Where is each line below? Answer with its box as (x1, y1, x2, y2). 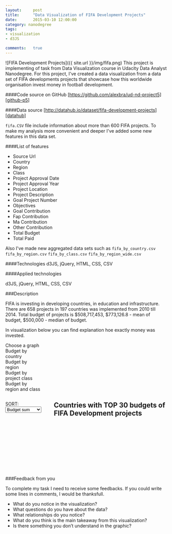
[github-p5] (5, 97, 30, 103)
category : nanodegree (5, 22, 52, 27)
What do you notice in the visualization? (12, 501, 98, 507)
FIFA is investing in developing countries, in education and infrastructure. (5, 300, 160, 307)
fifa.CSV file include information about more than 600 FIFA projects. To (5, 122, 157, 129)
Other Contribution (12, 224, 53, 230)
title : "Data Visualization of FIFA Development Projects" (5, 12, 146, 17)
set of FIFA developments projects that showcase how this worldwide (5, 76, 152, 82)
